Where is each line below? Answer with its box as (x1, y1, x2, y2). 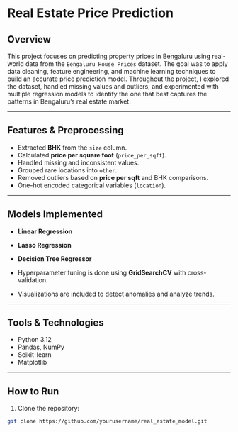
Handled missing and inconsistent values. (17, 158, 140, 167)
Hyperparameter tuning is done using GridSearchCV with (17, 268, 186, 277)
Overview (7, 33, 52, 45)
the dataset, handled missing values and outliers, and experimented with (7, 82, 220, 90)
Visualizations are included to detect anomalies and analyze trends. (17, 289, 215, 298)
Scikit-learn (17, 350, 52, 359)
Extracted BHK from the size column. (17, 143, 127, 152)
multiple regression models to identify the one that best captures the (7, 90, 208, 98)
